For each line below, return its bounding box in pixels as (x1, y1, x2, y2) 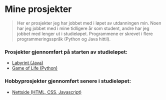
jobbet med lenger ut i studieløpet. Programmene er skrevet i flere (16, 30, 153, 36)
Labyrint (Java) (11, 60, 43, 66)
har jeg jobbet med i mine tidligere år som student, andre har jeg (16, 25, 149, 31)
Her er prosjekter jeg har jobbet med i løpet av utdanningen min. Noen (16, 20, 161, 26)
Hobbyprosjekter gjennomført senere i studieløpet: (4, 77, 131, 84)
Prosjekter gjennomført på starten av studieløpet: (4, 48, 128, 55)
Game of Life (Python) (11, 65, 58, 71)
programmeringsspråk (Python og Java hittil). (16, 36, 111, 42)
